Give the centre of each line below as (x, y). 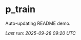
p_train (21, 9)
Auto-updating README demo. (38, 23)
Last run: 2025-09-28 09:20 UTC (40, 33)
